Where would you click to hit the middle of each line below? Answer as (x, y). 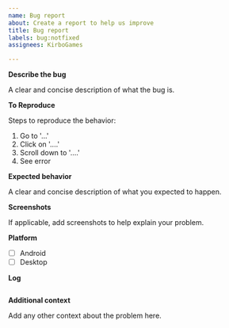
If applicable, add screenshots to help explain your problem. (106, 223)
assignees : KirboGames (46, 45)
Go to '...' (34, 136)
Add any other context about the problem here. (85, 316)
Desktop (33, 262)
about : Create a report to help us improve (81, 23)
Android (32, 254)
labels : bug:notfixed (44, 38)
